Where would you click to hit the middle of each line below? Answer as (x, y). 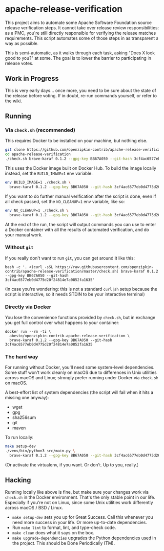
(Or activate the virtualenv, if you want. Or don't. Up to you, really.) (72, 465)
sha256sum (24, 417)
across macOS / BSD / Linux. (34, 507)
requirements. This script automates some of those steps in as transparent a (82, 38)
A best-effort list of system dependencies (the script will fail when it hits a (79, 392)
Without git (19, 247)
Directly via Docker (28, 307)
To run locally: (19, 437)
